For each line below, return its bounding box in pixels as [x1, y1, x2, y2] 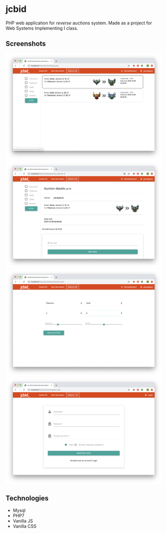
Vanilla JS [12, 518, 33, 524]
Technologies [5, 494, 49, 503]
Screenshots [5, 40, 46, 48]
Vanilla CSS [12, 523, 37, 529]
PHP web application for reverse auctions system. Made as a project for [5, 20, 153, 26]
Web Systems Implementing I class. [5, 25, 78, 31]
